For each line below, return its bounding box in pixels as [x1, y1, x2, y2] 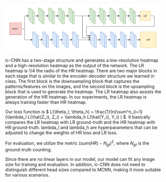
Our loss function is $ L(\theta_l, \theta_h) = [5, 109, 94, 115]
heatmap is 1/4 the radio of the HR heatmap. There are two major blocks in [5, 68, 158, 74]
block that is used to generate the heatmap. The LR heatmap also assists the [5, 89, 162, 95]
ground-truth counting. [5, 146, 52, 152]
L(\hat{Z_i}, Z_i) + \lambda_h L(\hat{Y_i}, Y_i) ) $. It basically [27, 114, 151, 120]
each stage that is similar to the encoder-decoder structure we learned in [5, 73, 155, 79]
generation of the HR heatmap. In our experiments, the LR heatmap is [5, 94, 147, 100]
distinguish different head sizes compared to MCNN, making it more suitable [5, 167, 161, 173]
